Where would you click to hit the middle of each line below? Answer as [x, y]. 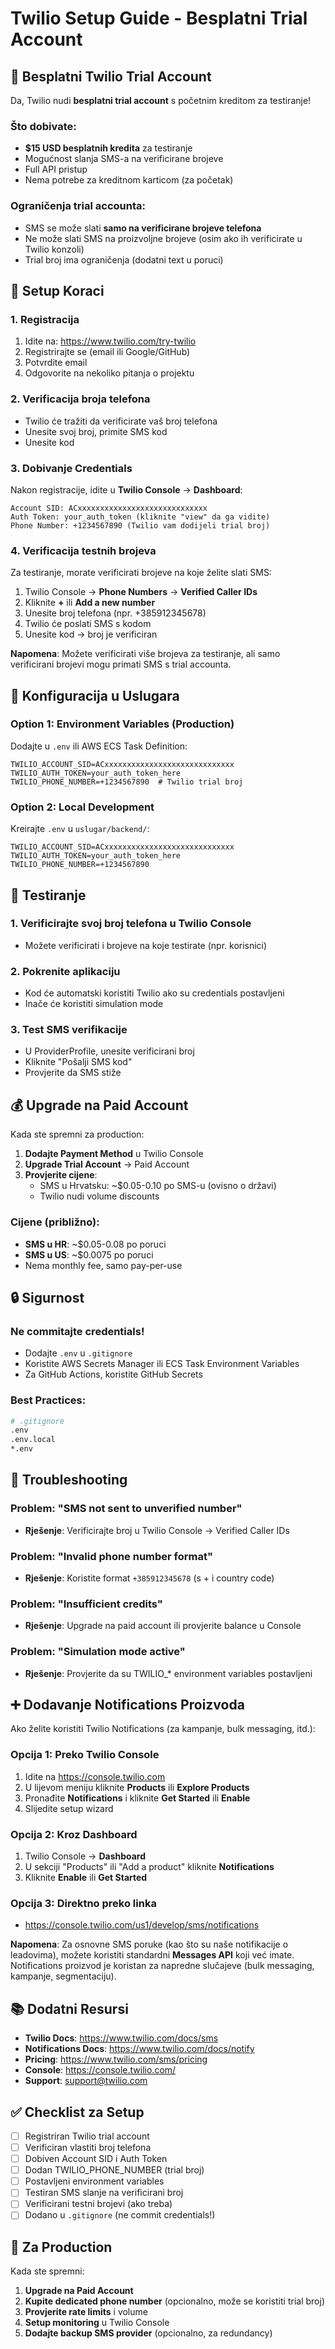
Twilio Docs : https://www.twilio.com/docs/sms [121, 2038]
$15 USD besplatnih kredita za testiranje [108, 148]
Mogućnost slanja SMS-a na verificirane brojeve [124, 159]
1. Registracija [45, 319]
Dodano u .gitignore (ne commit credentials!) [120, 2215]
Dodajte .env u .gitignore [78, 1353]
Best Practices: [48, 1400]
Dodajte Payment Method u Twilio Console [114, 1154]
